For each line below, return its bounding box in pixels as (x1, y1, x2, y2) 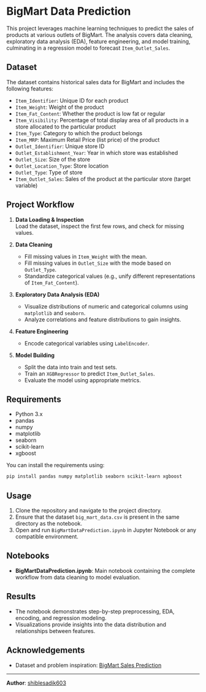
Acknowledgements (6, 645, 85, 656)
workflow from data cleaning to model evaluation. (15, 573, 141, 581)
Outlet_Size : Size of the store (15, 155, 91, 163)
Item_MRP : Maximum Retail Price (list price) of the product (15, 136, 160, 143)
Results (6, 591, 36, 602)
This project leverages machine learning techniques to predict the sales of (6, 25, 194, 32)
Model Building (15, 352, 55, 359)
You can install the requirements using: (6, 462, 105, 469)
